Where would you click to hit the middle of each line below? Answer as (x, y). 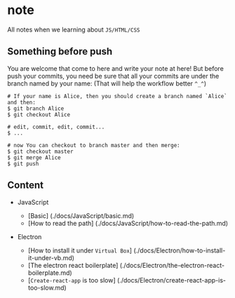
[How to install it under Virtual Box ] (80, 250)
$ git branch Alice (36, 108)
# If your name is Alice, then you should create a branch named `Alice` (117, 96)
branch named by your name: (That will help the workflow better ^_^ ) (107, 83)
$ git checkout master (40, 151)
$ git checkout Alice (39, 114)
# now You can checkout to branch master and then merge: (94, 145)
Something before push (60, 52)
